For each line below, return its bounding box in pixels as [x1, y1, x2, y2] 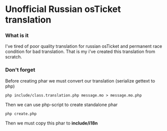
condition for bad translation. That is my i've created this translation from [5, 48, 155, 54]
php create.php [5, 111, 37, 116]
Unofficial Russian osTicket [5, 3, 121, 15]
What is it [5, 32, 29, 39]
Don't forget [5, 66, 35, 73]
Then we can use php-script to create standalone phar [5, 101, 118, 107]
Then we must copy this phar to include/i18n [5, 120, 98, 126]
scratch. [5, 54, 22, 60]
